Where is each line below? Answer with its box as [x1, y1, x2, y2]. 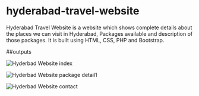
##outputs [6, 48, 31, 55]
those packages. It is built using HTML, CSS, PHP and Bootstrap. [6, 36, 165, 44]
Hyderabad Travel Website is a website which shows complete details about [6, 24, 192, 31]
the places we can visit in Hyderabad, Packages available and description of [6, 30, 193, 37]
